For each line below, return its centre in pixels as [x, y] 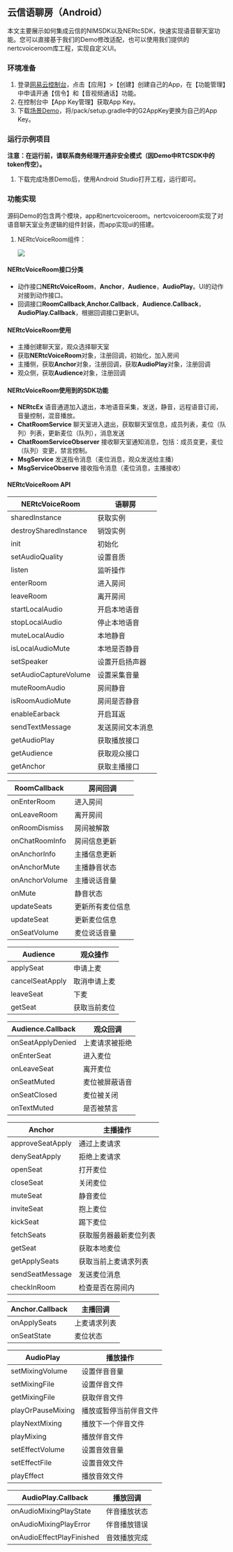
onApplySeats [34, 1322]
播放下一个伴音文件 [113, 1424]
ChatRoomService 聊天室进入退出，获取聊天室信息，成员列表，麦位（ [119, 424]
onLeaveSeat [32, 1068]
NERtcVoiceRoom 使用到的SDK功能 [58, 390]
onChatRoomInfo [38, 841]
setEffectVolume [38, 1449]
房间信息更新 [96, 841]
